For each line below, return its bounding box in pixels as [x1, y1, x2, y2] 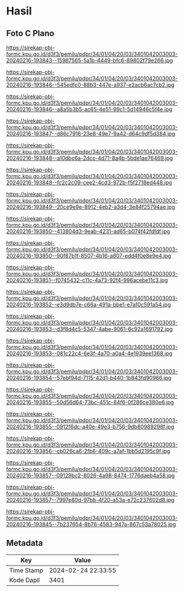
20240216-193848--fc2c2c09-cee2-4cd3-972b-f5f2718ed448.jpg [6, 179, 173, 186]
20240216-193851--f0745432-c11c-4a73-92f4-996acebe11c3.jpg [6, 276, 168, 284]
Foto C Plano [6, 28, 55, 38]
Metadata [6, 538, 43, 548]
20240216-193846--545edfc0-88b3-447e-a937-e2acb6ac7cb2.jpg [6, 81, 175, 88]
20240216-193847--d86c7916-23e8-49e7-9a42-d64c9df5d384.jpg [6, 130, 176, 137]
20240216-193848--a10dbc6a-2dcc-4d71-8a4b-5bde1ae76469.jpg [6, 154, 173, 162]
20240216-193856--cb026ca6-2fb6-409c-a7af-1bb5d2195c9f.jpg [6, 448, 170, 454]
